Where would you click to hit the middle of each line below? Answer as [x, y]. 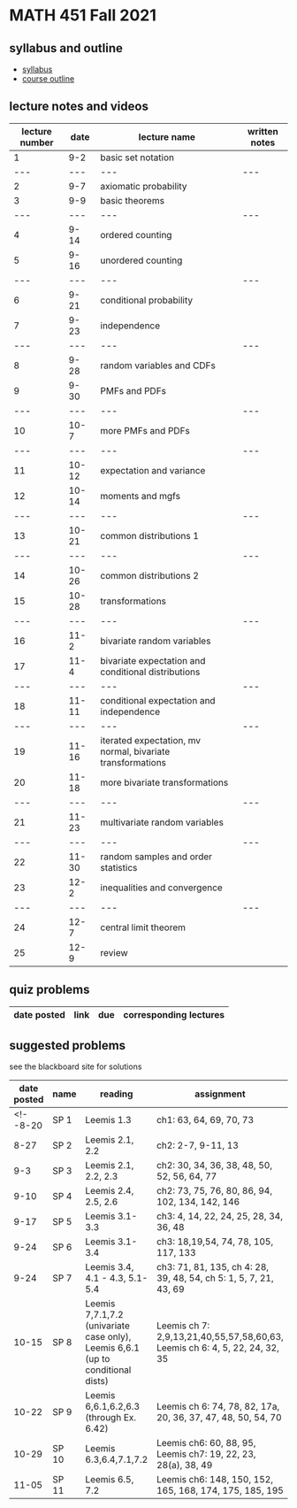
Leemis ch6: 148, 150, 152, [215, 1480]
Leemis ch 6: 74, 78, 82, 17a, [218, 1406]
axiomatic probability [144, 186]
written [263, 131]
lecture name [167, 136]
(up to [98, 1359]
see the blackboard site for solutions [76, 1066]
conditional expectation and [158, 700]
